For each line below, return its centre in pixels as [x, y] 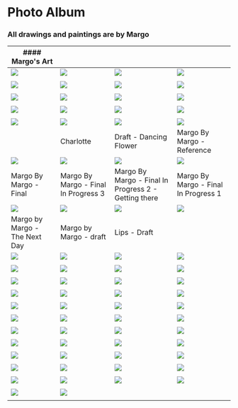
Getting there [136, 198]
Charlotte [75, 141]
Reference [194, 151]
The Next [26, 237]
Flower [126, 146]
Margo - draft [83, 237]
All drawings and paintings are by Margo [79, 35]
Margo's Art [32, 62]
